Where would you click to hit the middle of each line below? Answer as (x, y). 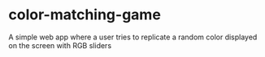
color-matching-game (85, 15)
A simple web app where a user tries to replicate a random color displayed (133, 37)
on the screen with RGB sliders (60, 45)
